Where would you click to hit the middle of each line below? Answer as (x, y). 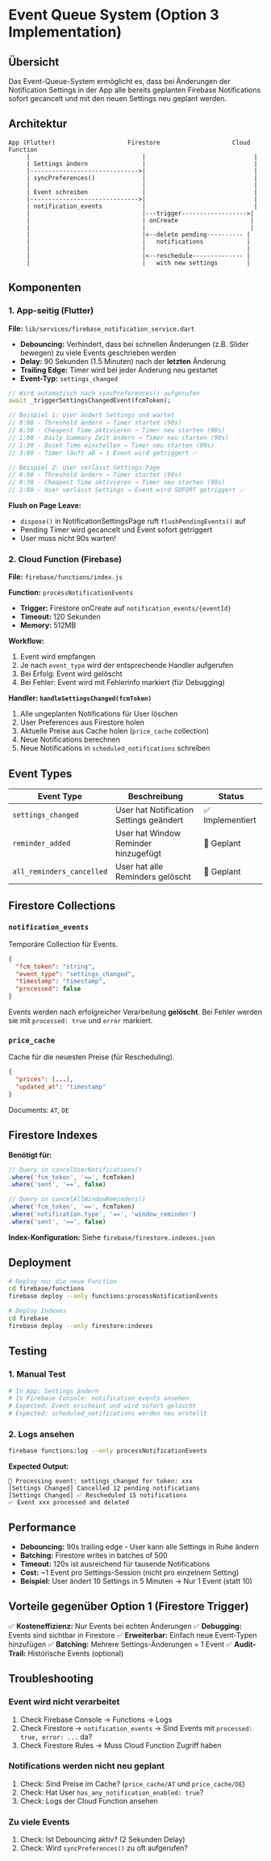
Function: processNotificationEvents (71, 593)
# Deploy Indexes (38, 1311)
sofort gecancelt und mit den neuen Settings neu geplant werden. (118, 98)
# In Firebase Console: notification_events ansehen (99, 1398)
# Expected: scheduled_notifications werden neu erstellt (108, 1414)
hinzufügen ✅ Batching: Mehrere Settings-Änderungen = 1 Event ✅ (120, 1644)
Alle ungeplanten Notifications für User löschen (99, 714)
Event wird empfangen (58, 657)
